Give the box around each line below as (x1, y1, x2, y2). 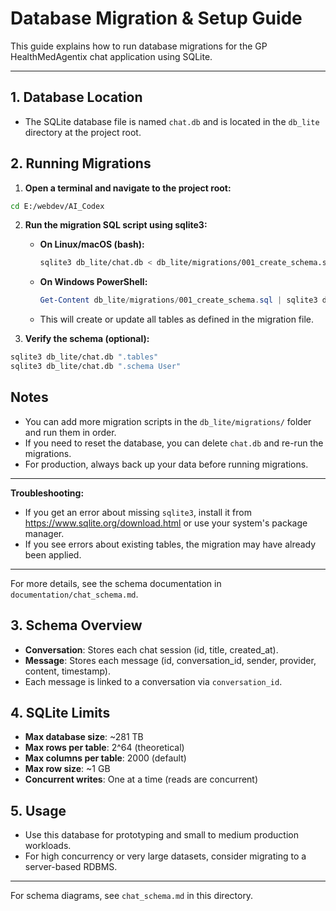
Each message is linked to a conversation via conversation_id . (24, 675, 283, 687)
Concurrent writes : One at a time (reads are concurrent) (24, 773, 259, 786)
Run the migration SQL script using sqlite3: (24, 219, 208, 231)
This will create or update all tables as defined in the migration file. (39, 313, 315, 326)
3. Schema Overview (10, 617, 143, 634)
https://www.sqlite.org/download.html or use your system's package (24, 517, 308, 529)
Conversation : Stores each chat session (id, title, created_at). (24, 643, 279, 656)
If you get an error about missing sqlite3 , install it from (24, 506, 252, 518)
